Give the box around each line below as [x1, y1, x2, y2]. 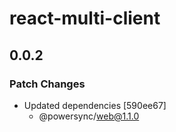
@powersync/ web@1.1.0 [38, 110, 140, 122]
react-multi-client [9, 7, 161, 30]
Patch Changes [9, 77, 86, 91]
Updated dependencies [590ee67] [23, 99, 167, 111]
